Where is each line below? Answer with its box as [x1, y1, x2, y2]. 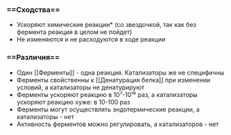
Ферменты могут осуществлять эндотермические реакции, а [16, 105, 200, 114]
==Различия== [6, 53, 60, 62]
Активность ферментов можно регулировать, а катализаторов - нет [16, 120, 219, 128]
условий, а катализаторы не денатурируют [16, 83, 145, 91]
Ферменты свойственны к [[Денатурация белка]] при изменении [16, 75, 211, 84]
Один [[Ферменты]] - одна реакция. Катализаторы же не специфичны [16, 68, 225, 77]
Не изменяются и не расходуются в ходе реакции [16, 35, 166, 44]
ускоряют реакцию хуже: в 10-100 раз [16, 98, 130, 106]
